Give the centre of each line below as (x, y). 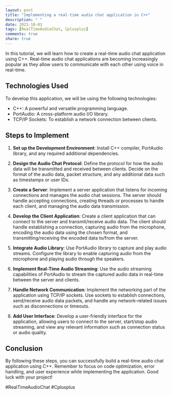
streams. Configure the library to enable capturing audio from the (82, 253)
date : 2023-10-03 (24, 24)
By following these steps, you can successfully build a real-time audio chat (84, 361)
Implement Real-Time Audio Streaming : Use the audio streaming (82, 268)
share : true (18, 39)
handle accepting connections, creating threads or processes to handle (88, 201)
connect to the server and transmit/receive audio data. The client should (89, 221)
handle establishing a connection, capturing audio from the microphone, (89, 227)
